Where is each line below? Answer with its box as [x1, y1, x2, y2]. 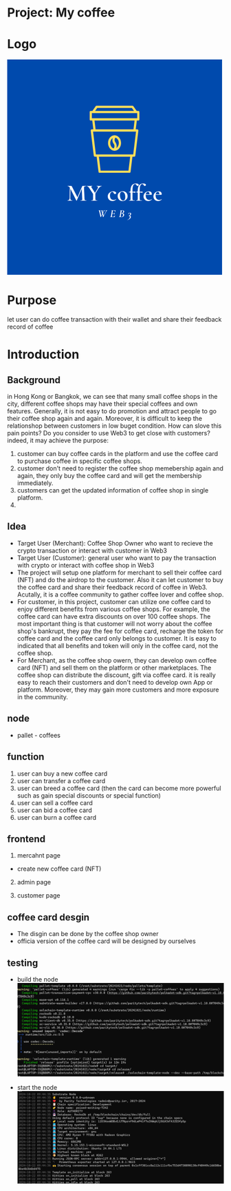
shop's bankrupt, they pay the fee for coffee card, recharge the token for [16, 627, 223, 635]
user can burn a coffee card [16, 813, 97, 821]
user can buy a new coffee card [16, 769, 108, 778]
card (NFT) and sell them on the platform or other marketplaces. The [16, 663, 212, 672]
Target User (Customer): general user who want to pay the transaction [16, 553, 217, 562]
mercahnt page [16, 851, 60, 860]
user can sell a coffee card [16, 798, 93, 807]
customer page [16, 891, 60, 900]
